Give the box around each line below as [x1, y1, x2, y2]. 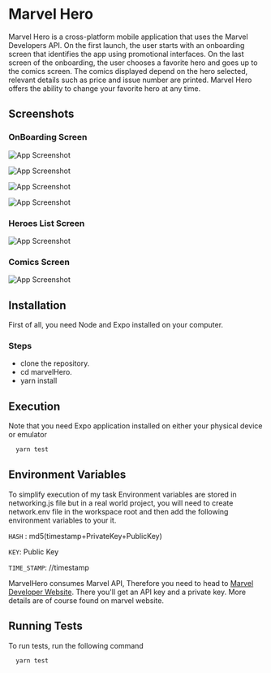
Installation [8, 298, 67, 312]
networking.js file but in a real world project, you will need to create [8, 497, 234, 508]
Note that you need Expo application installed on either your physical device [8, 421, 263, 431]
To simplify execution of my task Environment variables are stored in [8, 489, 237, 499]
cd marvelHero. [19, 367, 73, 377]
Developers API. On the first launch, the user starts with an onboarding [8, 40, 245, 50]
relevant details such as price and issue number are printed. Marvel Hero [8, 75, 252, 85]
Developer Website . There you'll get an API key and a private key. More [8, 587, 246, 597]
